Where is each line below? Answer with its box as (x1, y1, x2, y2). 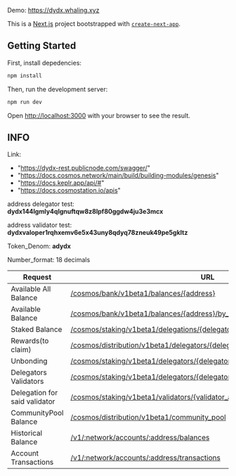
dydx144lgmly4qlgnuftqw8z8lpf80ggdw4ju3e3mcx (7, 207, 164, 216)
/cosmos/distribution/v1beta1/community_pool (70, 413, 226, 423)
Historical (11, 428, 43, 438)
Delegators (11, 368, 48, 378)
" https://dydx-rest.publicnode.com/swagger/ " (17, 164, 151, 172)
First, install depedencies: (7, 58, 82, 67)
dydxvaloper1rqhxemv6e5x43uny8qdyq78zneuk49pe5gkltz (7, 229, 188, 237)
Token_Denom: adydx (7, 242, 72, 250)
